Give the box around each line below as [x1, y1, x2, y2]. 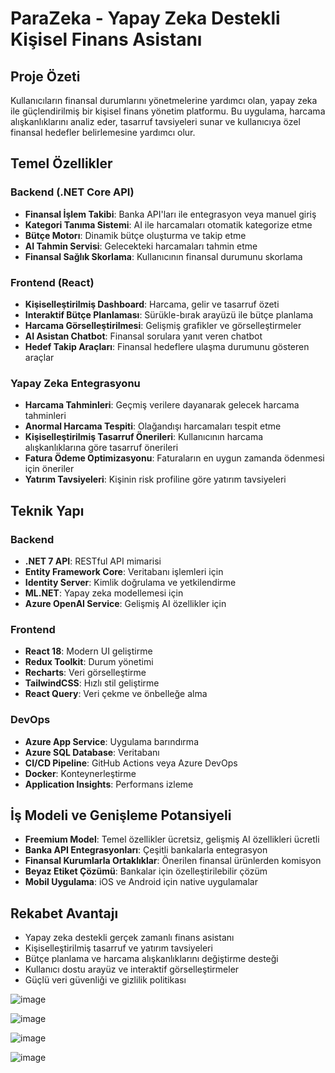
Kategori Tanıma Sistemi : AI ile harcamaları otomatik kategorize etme [24, 218, 313, 231]
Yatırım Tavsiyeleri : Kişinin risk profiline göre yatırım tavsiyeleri [24, 473, 287, 486]
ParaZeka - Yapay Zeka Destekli [10, 7, 281, 30]
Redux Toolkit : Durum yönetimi [24, 656, 154, 668]
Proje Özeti [10, 68, 81, 85]
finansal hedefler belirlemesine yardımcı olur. [10, 127, 196, 138]
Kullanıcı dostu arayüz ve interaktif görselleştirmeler [24, 963, 240, 976]
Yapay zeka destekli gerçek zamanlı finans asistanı [24, 932, 235, 944]
